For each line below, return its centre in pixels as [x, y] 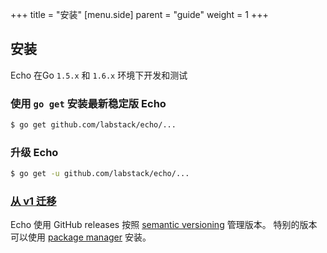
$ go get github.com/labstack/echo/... [93, 125]
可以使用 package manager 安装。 [81, 237]
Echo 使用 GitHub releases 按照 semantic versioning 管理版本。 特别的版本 [164, 225]
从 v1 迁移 [33, 201]
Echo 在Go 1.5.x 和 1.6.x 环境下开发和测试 [99, 75]
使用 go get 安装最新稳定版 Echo [88, 103]
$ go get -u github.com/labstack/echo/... [100, 174]
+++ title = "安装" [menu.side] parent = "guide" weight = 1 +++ [139, 14]
